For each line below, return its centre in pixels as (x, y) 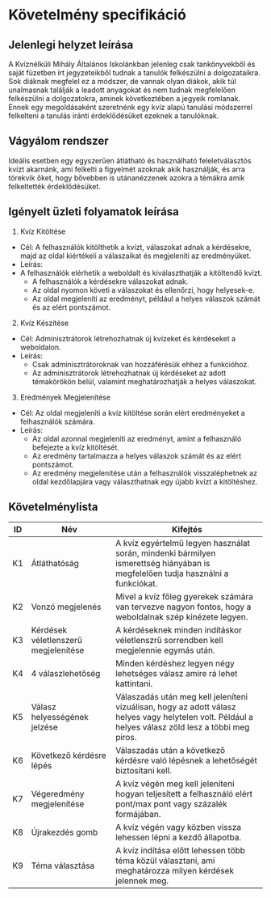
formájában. (138, 814)
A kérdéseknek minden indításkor (179, 630)
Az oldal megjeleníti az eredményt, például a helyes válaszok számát (146, 298)
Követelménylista (53, 507)
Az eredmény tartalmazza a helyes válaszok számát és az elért (137, 455)
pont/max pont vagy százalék (171, 804)
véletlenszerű (57, 641)
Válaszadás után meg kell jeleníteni (182, 697)
